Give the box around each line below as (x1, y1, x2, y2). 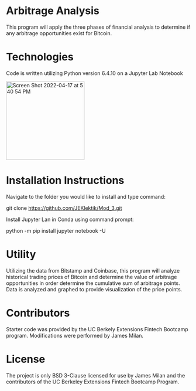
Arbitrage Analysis (6, 4, 99, 18)
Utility (6, 248, 36, 261)
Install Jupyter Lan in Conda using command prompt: (6, 216, 134, 223)
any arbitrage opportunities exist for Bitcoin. (6, 29, 112, 36)
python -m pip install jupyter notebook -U (6, 227, 106, 234)
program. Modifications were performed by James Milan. (6, 332, 144, 339)
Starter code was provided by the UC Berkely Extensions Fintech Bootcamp (6, 325, 188, 332)
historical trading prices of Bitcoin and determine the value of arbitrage (6, 273, 177, 280)
